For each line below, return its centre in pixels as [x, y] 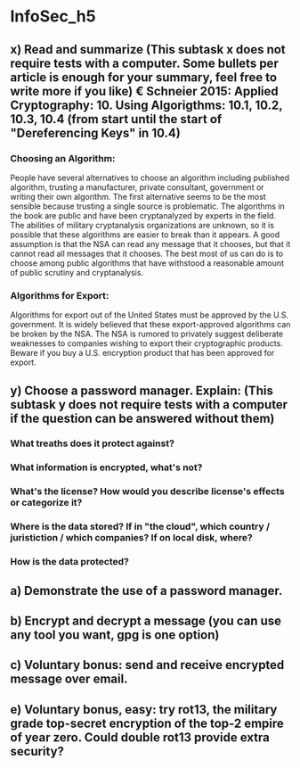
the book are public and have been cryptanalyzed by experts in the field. [143, 215]
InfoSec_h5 [53, 17]
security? [37, 751]
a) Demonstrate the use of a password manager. [146, 590]
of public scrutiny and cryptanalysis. [77, 272]
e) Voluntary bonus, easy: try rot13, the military [144, 710]
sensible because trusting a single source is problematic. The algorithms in [148, 206]
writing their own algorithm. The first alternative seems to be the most [138, 196]
